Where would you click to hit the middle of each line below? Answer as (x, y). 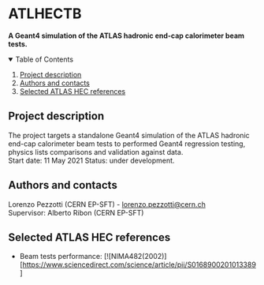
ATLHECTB (45, 14)
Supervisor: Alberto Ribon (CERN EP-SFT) (76, 212)
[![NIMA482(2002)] (135, 257)
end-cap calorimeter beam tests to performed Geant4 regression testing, (127, 144)
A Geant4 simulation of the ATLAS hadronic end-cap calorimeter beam (126, 36)
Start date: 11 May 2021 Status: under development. (91, 160)
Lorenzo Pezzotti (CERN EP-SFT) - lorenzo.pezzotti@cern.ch (107, 204)
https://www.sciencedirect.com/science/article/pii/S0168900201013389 (139, 264)
